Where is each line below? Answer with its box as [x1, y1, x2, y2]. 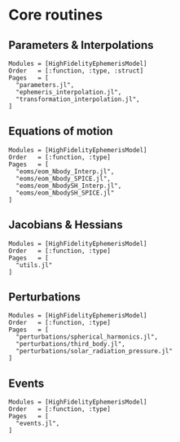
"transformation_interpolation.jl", [15, 95, 140, 103]
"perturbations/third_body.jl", [15, 340, 126, 348]
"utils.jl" [15, 260, 53, 269]
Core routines [8, 6, 103, 24]
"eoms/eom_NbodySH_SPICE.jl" [15, 189, 115, 197]
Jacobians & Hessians [8, 218, 124, 232]
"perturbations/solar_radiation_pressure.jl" [15, 348, 173, 356]
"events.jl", [15, 419, 60, 428]
